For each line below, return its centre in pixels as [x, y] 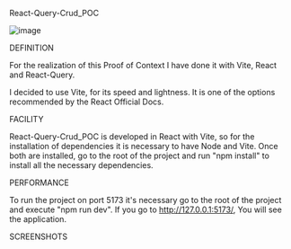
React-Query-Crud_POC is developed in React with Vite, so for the [132, 137]
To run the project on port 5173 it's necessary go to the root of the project [145, 200]
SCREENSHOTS [39, 236]
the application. [38, 219]
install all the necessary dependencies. [82, 165]
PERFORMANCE [39, 182]
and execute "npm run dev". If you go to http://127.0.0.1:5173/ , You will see [146, 209]
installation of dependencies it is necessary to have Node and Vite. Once [144, 146]
